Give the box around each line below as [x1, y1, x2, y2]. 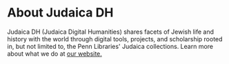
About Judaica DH [7, 5, 114, 21]
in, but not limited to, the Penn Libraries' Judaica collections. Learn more [7, 42, 214, 50]
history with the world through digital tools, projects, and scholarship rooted [7, 34, 223, 43]
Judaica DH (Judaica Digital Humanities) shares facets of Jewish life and [7, 28, 214, 36]
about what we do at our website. [7, 50, 102, 58]
